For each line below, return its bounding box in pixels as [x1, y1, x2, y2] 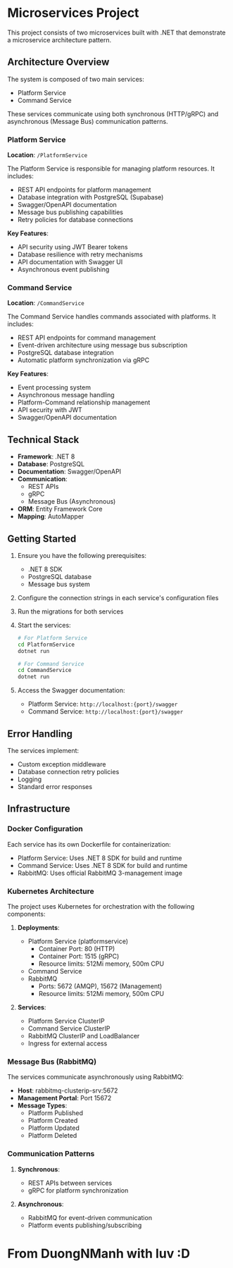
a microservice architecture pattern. [7, 35, 111, 44]
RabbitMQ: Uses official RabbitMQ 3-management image [17, 869, 183, 877]
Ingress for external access [27, 1039, 108, 1048]
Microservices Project [7, 5, 139, 21]
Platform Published [27, 1109, 83, 1117]
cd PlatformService [17, 641, 75, 648]
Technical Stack [7, 433, 80, 445]
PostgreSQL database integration [17, 349, 114, 357]
